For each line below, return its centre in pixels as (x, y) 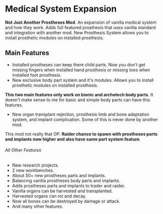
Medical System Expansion (61, 9)
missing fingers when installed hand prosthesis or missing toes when (81, 70)
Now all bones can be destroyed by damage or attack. (66, 201)
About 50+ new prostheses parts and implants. (59, 175)
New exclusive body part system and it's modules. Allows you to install (83, 80)
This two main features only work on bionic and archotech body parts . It (79, 94)
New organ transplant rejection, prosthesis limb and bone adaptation (81, 114)
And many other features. (38, 206)
